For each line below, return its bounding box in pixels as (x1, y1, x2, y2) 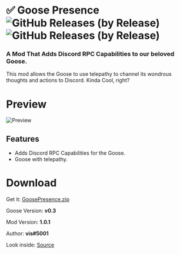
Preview (6, 98, 47, 111)
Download (6, 176, 57, 190)
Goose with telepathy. (14, 156, 68, 163)
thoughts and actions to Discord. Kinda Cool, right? (6, 77, 130, 84)
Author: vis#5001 (6, 230, 49, 237)
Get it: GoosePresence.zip (6, 196, 69, 203)
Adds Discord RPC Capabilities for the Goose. (14, 149, 125, 156)
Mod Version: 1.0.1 (6, 219, 51, 226)
